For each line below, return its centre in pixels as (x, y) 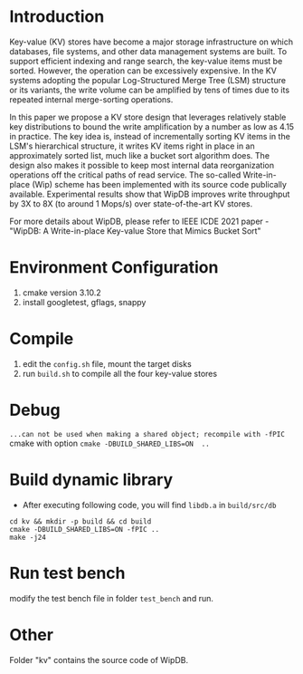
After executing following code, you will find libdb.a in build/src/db (149, 505)
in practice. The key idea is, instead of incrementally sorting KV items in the (150, 136)
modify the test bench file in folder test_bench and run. (112, 598)
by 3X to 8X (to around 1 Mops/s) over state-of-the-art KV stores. (131, 203)
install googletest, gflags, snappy (84, 302)
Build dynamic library (91, 480)
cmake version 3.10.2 (62, 293)
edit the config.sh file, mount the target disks (107, 363)
